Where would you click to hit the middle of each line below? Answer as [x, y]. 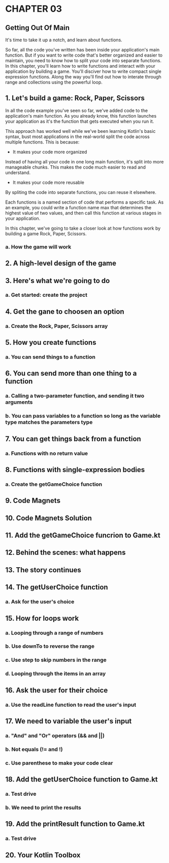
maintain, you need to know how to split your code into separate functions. [83, 61]
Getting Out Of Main [38, 28]
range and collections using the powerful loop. [54, 82]
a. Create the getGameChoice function [54, 484]
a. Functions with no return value [47, 453]
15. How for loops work [42, 618]
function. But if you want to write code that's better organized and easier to [84, 55]
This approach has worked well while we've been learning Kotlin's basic [80, 131]
